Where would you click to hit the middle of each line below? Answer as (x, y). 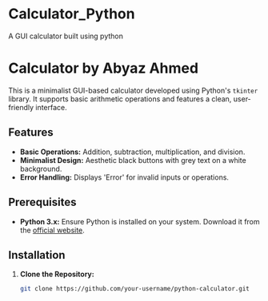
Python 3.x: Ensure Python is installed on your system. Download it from (140, 221)
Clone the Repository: (57, 274)
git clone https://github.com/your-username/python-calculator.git (134, 289)
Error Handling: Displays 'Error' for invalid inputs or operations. (124, 177)
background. (41, 168)
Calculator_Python (72, 14)
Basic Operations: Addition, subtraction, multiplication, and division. (132, 152)
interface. (52, 107)
